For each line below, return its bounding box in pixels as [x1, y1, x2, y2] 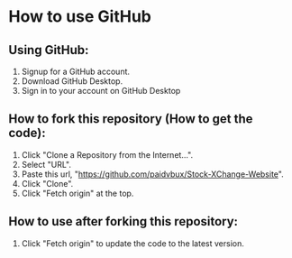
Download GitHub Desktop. [21, 76, 123, 87]
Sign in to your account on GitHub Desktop [21, 86, 181, 96]
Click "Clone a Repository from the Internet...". [21, 149, 194, 160]
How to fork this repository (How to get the [8, 111, 253, 127]
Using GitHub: [8, 42, 89, 58]
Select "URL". [21, 159, 72, 170]
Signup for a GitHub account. [21, 66, 131, 77]
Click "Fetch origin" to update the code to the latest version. [21, 237, 245, 249]
